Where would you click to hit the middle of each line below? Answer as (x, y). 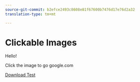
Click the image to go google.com (39, 65)
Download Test (20, 75)
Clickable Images (41, 42)
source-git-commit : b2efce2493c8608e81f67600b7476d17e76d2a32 (70, 10)
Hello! (11, 56)
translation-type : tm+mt (30, 14)
